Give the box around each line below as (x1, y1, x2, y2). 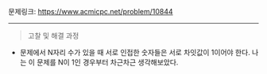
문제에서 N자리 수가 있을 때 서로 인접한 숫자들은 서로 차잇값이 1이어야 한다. (19, 48, 250, 57)
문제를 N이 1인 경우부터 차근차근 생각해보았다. (37, 57, 179, 67)
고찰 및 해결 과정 (27, 31, 79, 40)
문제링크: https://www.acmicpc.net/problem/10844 (8, 7, 173, 16)
